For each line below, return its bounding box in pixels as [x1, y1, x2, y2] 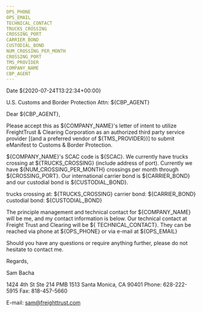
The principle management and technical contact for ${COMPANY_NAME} [6, 209, 191, 216]
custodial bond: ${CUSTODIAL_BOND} [6, 197, 103, 204]
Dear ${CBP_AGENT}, [6, 110, 60, 118]
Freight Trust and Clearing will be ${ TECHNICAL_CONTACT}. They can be [6, 221, 192, 229]
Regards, [6, 258, 29, 265]
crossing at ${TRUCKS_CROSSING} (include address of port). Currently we [6, 159, 193, 167]
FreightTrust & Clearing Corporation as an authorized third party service [6, 129, 185, 136]
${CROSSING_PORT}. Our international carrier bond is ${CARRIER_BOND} [6, 173, 191, 180]
